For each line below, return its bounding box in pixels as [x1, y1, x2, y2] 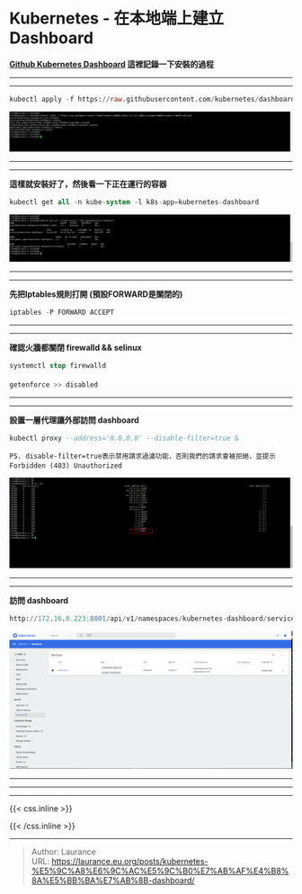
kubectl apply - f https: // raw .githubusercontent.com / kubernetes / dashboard [9, 94, 296, 103]
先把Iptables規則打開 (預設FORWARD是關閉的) [9, 289, 183, 299]
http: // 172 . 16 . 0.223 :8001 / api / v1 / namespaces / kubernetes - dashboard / [9, 614, 268, 623]
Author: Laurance [31, 846, 96, 857]
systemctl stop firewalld [9, 362, 106, 371]
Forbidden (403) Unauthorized [9, 460, 123, 470]
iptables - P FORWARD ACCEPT [9, 308, 115, 317]
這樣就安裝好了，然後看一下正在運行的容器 [9, 178, 167, 189]
